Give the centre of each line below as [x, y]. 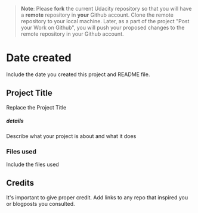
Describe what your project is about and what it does [71, 136]
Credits [20, 183]
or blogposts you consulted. [41, 203]
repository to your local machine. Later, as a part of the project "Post [105, 21]
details [15, 121]
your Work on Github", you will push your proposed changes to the [103, 27]
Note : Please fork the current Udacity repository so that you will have [106, 9]
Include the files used [33, 165]
